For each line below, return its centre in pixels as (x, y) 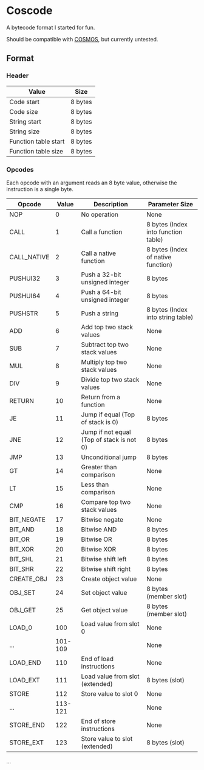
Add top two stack (107, 327)
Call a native (99, 253)
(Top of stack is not (109, 439)
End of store (99, 721)
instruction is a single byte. (40, 189)
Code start (24, 102)
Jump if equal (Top (108, 415)
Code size (24, 111)
